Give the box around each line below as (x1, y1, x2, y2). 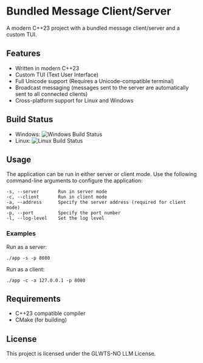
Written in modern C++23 (15, 64, 80, 72)
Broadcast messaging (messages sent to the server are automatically (15, 84, 189, 91)
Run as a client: (6, 265, 45, 273)
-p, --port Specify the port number (6, 210, 121, 216)
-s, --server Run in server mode (6, 189, 108, 195)
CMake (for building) (15, 316, 67, 324)
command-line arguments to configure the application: (6, 177, 143, 185)
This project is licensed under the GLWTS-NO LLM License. (6, 350, 156, 358)
